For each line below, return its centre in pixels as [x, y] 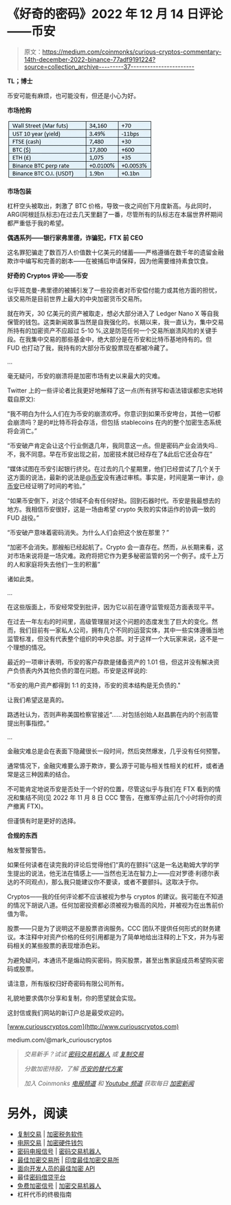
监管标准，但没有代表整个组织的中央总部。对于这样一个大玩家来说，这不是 [112, 638]
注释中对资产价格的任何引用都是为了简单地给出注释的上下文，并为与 [121, 936]
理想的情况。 [31, 647]
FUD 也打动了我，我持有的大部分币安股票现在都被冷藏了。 [89, 348]
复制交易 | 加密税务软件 [50, 1134]
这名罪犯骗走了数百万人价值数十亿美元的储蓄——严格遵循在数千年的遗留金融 [115, 252]
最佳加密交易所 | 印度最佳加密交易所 [68, 1160]
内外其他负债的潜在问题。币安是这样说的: [89, 670]
